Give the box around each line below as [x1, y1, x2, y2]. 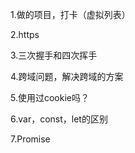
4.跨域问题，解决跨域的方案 [10, 71, 124, 82]
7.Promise [10, 133, 51, 145]
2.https [10, 29, 40, 40]
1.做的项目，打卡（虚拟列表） [10, 9, 131, 20]
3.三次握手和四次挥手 [10, 49, 98, 61]
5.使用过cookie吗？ [10, 92, 90, 103]
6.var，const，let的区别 [10, 113, 108, 125]
